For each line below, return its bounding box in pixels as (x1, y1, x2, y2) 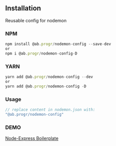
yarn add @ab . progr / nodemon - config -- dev (5, 74, 93, 80)
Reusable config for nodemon (5, 17, 67, 23)
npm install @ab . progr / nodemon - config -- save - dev (5, 41, 111, 47)
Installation (5, 4, 41, 13)
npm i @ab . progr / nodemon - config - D (5, 51, 78, 56)
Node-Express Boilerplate (5, 135, 59, 141)
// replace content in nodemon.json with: (5, 107, 95, 112)
